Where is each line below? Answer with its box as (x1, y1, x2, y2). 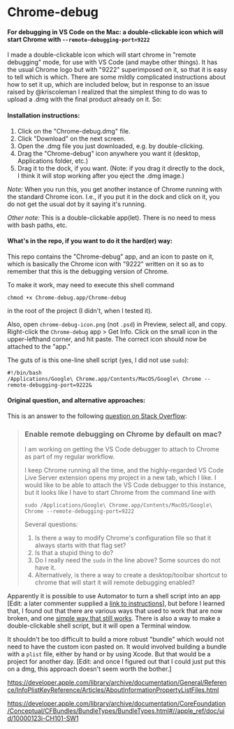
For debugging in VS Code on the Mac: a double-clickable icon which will (7, 27, 224, 36)
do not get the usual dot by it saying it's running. (7, 200, 147, 208)
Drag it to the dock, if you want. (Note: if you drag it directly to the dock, (17, 164, 225, 172)
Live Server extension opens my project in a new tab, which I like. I (24, 473, 217, 482)
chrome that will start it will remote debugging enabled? (34, 578, 196, 587)
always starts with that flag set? (34, 541, 126, 549)
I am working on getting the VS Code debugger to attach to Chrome (24, 445, 220, 454)
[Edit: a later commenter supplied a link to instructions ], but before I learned (7, 599, 226, 608)
